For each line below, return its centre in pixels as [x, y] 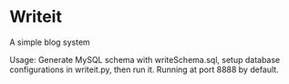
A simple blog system [50, 42]
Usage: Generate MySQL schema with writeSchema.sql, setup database [145, 59]
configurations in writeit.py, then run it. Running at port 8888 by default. [144, 69]
